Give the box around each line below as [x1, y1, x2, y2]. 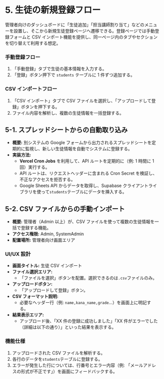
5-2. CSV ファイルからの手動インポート [5, 205, 125, 213]
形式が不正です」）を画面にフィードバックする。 [21, 368, 117, 374]
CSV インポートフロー [5, 86, 57, 93]
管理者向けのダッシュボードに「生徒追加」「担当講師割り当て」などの [5, 22, 144, 28]
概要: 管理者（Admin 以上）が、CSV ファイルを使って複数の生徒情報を [12, 219, 155, 224]
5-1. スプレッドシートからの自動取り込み [5, 126, 128, 134]
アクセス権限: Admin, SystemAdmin [12, 231, 84, 237]
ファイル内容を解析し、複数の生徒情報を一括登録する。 [12, 110, 124, 116]
